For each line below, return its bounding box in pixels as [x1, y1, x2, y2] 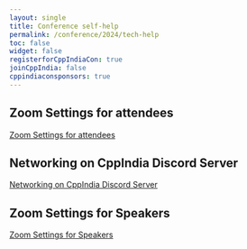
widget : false [9, 47, 63, 56]
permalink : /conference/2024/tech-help [9, 30, 160, 39]
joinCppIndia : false [9, 64, 87, 73]
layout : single [9, 13, 67, 23]
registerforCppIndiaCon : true [9, 55, 123, 64]
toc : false [9, 38, 50, 48]
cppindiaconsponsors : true [9, 72, 111, 81]
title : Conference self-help [9, 22, 119, 31]
